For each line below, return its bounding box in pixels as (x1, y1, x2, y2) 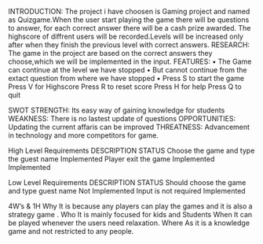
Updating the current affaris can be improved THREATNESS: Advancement (8, 122, 250, 131)
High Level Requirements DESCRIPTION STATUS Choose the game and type (8, 146, 255, 155)
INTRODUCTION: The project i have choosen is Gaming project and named (8, 7, 250, 16)
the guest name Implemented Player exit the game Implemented (8, 154, 215, 164)
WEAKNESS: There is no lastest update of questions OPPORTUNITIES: (8, 114, 236, 123)
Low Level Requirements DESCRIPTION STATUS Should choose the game (8, 178, 247, 187)
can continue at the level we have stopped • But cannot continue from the (8, 65, 247, 74)
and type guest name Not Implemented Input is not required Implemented (8, 187, 246, 195)
